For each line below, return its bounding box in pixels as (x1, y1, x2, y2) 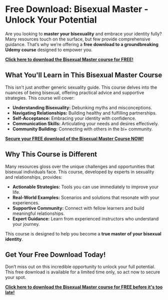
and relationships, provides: (5, 174, 62, 180)
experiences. (12, 199, 39, 206)
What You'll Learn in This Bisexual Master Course (5, 71, 162, 80)
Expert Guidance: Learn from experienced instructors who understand (12, 215, 159, 221)
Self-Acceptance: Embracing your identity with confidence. (12, 115, 136, 121)
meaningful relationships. (12, 210, 65, 216)
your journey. (12, 221, 40, 227)
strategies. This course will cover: (5, 95, 75, 101)
